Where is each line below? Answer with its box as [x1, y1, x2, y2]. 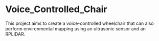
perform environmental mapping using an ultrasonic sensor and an [5, 25, 146, 31]
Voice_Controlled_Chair [5, 4, 107, 15]
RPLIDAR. [5, 31, 26, 37]
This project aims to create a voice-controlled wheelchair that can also [5, 20, 154, 26]
